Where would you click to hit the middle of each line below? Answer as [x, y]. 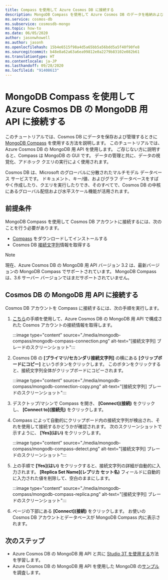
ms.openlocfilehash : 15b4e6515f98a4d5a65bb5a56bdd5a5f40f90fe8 [72, 47]
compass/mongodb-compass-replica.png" [56, 494]
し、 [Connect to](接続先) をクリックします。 [59, 410]
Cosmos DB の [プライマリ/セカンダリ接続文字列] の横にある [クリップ [85, 358]
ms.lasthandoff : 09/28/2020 [34, 66]
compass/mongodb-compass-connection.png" [61, 341]
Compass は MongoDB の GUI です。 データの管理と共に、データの [87, 155]
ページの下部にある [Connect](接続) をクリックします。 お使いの [79, 511]
